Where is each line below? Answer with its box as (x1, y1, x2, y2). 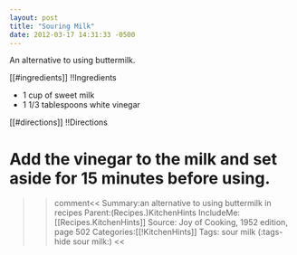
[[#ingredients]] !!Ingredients (9, 72, 118, 83)
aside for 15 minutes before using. (9, 168, 271, 188)
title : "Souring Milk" (9, 22, 95, 31)
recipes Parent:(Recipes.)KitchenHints (53, 207, 196, 218)
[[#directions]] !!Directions (9, 117, 109, 127)
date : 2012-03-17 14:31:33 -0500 (9, 30, 136, 39)
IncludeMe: (197, 207, 241, 218)
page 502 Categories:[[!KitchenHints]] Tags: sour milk (53, 227, 256, 238)
